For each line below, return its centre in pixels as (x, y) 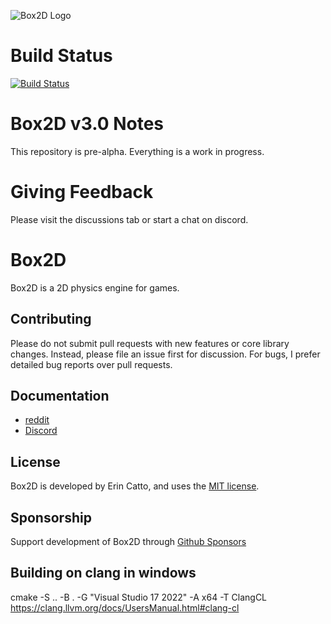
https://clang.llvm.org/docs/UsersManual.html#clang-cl (125, 607)
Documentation (60, 395)
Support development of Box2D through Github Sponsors (128, 541)
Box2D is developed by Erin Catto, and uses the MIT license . (135, 486)
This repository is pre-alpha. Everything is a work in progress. (137, 151)
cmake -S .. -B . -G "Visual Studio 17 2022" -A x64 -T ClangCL (139, 597)
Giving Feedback (82, 192)
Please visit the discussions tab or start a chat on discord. (129, 219)
